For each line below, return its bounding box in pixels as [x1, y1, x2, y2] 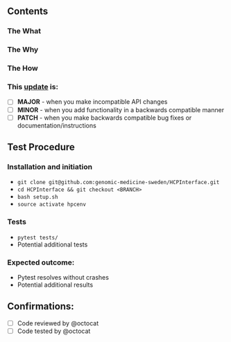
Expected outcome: [7, 258, 75, 267]
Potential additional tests [17, 240, 88, 249]
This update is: [7, 82, 59, 92]
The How [7, 64, 38, 73]
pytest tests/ [17, 234, 58, 241]
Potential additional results [17, 280, 94, 289]
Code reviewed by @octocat [17, 318, 99, 327]
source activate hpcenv [17, 201, 87, 208]
